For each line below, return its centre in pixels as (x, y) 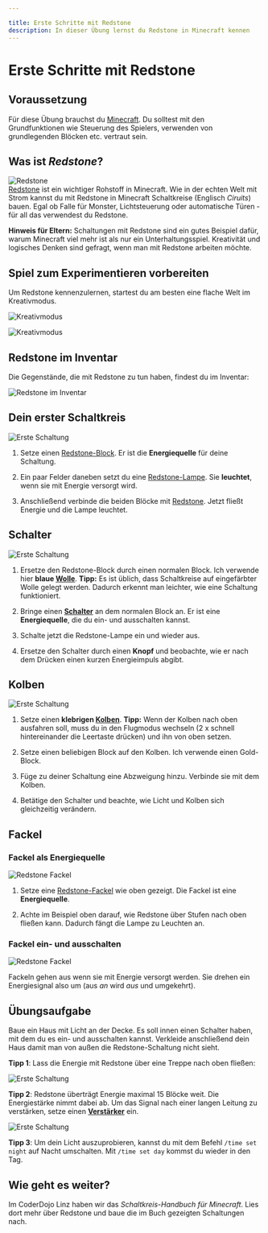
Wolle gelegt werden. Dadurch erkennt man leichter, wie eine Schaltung (139, 587)
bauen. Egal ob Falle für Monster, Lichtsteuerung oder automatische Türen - (134, 207)
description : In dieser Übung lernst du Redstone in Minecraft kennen (129, 30)
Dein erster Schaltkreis (67, 418)
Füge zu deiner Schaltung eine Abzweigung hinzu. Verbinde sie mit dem (140, 777)
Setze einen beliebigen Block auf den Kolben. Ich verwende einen (129, 753)
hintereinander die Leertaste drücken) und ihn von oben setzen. (126, 736)
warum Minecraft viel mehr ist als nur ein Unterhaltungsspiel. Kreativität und (134, 239)
